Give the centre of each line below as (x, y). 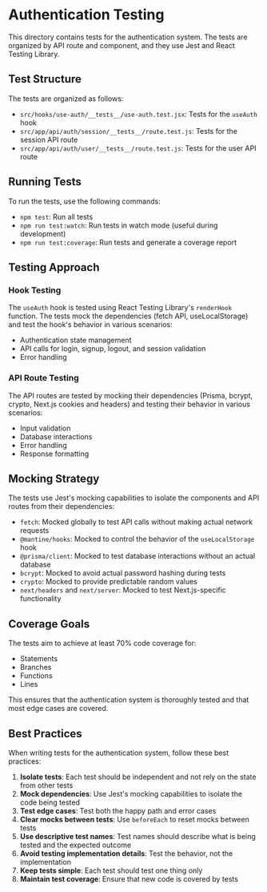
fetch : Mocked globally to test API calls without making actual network (136, 522)
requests (34, 531)
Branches (36, 668)
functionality (40, 599)
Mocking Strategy (54, 478)
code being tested (50, 802)
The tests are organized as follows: (66, 99)
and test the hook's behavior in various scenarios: (91, 325)
